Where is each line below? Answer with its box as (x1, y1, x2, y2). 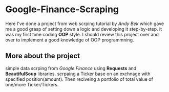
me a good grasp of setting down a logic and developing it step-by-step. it (5, 26, 162, 32)
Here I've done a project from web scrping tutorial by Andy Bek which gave (5, 20, 164, 27)
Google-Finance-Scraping (5, 4, 119, 15)
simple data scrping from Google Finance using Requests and (5, 65, 137, 71)
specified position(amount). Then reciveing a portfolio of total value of (5, 76, 154, 82)
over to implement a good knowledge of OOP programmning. (5, 37, 134, 43)
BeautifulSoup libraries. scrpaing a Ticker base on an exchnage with (5, 71, 151, 77)
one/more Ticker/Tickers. (5, 81, 59, 87)
